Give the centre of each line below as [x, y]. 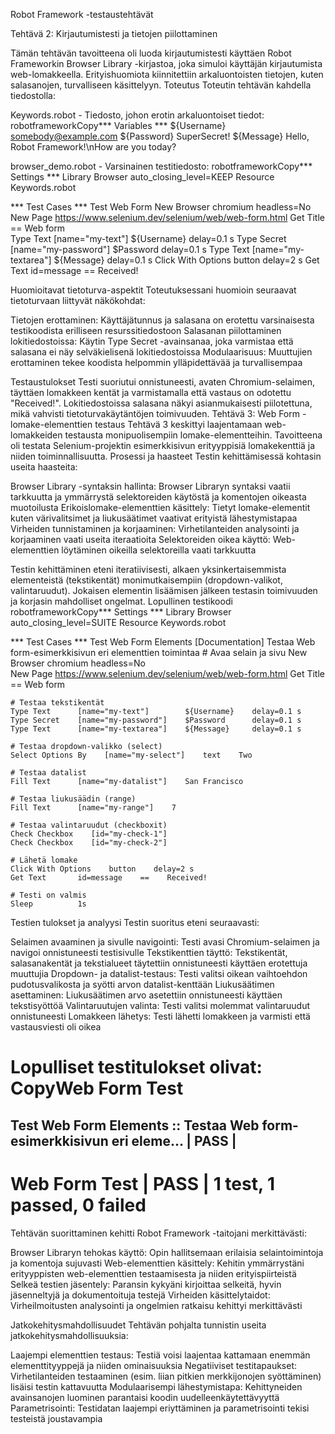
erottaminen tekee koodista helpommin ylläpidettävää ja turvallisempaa [156, 362]
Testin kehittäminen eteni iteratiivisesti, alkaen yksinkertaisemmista [148, 569]
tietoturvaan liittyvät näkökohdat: [78, 300]
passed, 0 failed [78, 1205]
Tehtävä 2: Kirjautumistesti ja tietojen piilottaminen [114, 33]
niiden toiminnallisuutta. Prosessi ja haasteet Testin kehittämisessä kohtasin [166, 456]
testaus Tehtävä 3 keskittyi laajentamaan [178, 424]
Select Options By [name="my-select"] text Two [131, 755]
